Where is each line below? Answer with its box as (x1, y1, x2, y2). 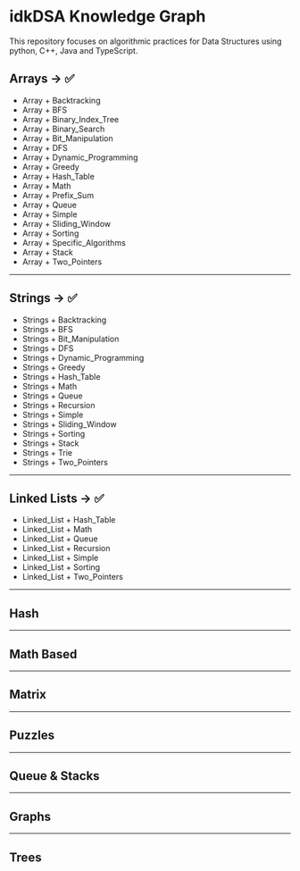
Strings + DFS (21, 342, 74, 354)
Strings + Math (21, 381, 78, 391)
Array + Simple (21, 208, 78, 220)
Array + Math (21, 180, 71, 191)
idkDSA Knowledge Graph (9, 6, 206, 27)
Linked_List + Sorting (21, 562, 101, 573)
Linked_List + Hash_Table (21, 515, 116, 525)
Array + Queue (21, 199, 78, 210)
